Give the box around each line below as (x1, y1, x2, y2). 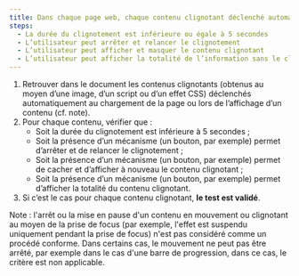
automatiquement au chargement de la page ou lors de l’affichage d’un (21, 98, 282, 108)
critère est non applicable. (9, 257, 105, 267)
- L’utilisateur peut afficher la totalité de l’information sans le (17, 54, 280, 63)
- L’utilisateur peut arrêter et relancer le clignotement (17, 37, 241, 47)
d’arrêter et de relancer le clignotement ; (35, 145, 184, 156)
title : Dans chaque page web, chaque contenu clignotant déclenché (9, 12, 265, 22)
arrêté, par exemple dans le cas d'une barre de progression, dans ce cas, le (9, 248, 287, 258)
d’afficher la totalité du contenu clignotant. (35, 183, 191, 193)
